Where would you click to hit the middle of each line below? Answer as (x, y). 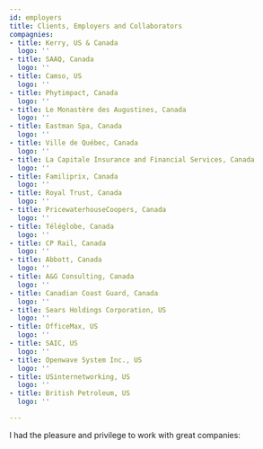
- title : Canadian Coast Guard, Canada (84, 293)
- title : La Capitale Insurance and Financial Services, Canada (132, 159)
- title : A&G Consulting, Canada (72, 277)
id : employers (36, 18)
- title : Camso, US (46, 76)
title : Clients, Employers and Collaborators (96, 26)
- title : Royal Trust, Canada (66, 193)
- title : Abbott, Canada (56, 260)
